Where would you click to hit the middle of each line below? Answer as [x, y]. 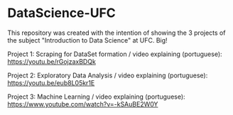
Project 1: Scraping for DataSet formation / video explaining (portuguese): [115, 54]
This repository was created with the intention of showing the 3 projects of [116, 33]
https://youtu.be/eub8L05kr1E [51, 82]
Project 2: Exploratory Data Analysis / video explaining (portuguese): [108, 75]
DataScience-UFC [61, 13]
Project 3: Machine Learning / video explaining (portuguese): [97, 97]
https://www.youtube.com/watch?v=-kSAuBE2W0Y [83, 104]
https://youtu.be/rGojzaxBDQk [52, 61]
